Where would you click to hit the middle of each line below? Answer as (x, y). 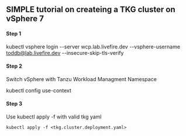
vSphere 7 (25, 19)
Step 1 (14, 33)
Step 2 (14, 66)
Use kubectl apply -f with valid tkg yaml (54, 117)
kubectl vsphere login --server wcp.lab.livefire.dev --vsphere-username (93, 47)
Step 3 (14, 104)
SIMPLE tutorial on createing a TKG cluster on (91, 10)
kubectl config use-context (39, 90)
